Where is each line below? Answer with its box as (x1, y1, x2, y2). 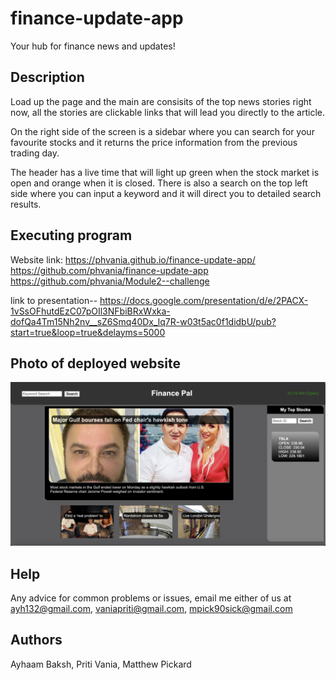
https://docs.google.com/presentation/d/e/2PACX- (99, 294, 309, 306)
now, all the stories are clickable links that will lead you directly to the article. (10, 106, 326, 118)
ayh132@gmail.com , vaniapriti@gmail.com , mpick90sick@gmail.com (10, 603, 293, 615)
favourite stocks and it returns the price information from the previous (10, 136, 298, 148)
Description (10, 69, 85, 86)
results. (10, 198, 42, 210)
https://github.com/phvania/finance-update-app (10, 264, 209, 276)
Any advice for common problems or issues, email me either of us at (10, 592, 292, 604)
